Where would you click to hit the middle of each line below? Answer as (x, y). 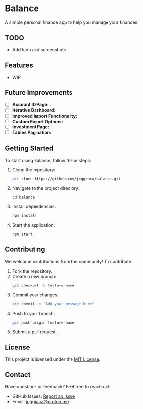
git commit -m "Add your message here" (53, 304)
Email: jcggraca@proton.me (40, 402)
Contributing (25, 250)
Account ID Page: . (32, 105)
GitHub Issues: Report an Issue (44, 396)
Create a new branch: (34, 276)
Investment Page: (31, 127)
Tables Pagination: (32, 132)
